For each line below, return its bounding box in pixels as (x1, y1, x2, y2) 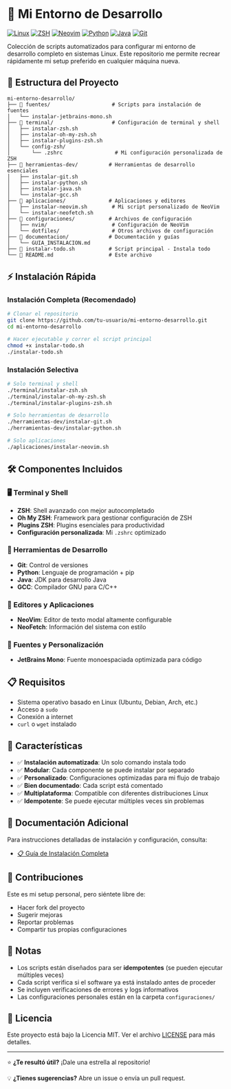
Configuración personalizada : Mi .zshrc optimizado (16, 528, 166, 536)
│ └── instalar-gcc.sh (7, 191, 78, 198)
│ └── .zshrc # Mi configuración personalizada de (7, 149, 223, 156)
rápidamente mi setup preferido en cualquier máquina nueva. (7, 56, 180, 65)
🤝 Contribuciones (7, 872, 84, 883)
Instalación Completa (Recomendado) (7, 295, 136, 305)
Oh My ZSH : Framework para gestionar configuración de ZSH (16, 514, 192, 522)
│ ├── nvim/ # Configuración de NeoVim (7, 221, 189, 228)
